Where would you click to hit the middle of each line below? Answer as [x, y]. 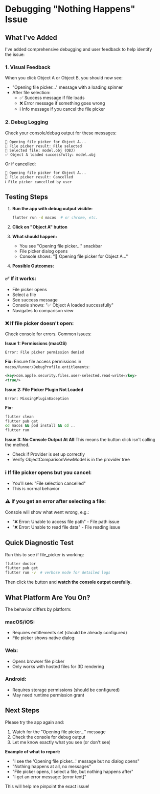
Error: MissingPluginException [37, 398]
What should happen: [34, 237]
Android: [16, 679]
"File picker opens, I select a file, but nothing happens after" [73, 771]
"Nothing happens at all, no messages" [52, 766]
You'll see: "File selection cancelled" [49, 483]
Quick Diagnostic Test [39, 543]
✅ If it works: [21, 279]
